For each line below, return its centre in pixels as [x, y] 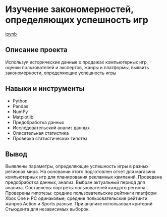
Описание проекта [36, 50]
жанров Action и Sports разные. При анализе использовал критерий [79, 204]
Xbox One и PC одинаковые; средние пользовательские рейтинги [76, 198]
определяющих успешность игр [77, 20]
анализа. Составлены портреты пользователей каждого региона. [76, 188]
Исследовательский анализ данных [51, 128]
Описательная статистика [41, 133]
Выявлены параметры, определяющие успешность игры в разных [77, 166]
